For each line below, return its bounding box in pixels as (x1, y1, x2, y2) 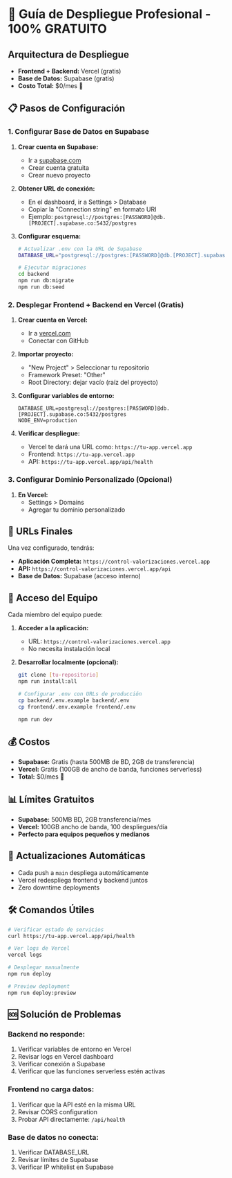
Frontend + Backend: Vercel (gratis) (17, 67, 122, 75)
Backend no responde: (8, 1029, 86, 1039)
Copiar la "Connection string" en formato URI (28, 205, 157, 214)
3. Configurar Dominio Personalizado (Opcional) (8, 475, 173, 485)
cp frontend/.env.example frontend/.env (17, 703, 136, 710)
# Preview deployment (8, 982, 70, 990)
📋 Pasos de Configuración (8, 103, 126, 114)
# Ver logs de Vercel (8, 945, 70, 952)
